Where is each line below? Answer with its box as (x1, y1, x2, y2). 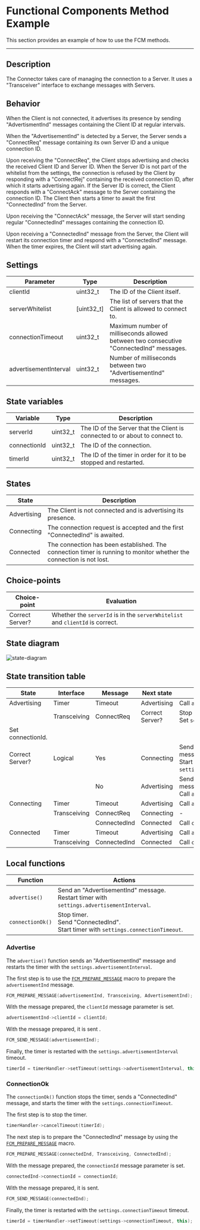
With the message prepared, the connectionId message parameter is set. (6, 1162, 186, 1169)
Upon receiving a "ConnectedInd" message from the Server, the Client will (6, 230, 189, 237)
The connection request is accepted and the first (47, 524, 184, 531)
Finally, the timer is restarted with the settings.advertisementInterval (6, 1048, 179, 1055)
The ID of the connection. (80, 442, 152, 450)
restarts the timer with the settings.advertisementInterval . (6, 963, 153, 971)
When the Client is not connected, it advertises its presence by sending (6, 114, 182, 121)
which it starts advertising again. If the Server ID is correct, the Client (6, 181, 176, 189)
